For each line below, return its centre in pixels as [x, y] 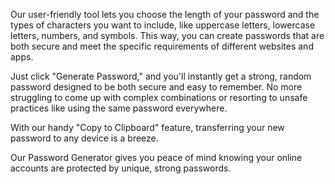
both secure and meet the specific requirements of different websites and [162, 46]
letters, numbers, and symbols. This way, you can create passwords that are [167, 35]
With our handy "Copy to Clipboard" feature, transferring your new [147, 127]
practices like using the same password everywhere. [119, 108]
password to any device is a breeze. [84, 138]
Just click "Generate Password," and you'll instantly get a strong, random [161, 76]
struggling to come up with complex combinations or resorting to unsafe [159, 97]
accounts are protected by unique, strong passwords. [121, 168]
